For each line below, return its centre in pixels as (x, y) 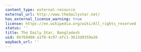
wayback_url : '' (22, 42)
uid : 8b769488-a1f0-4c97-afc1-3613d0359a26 (52, 38)
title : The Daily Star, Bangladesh (43, 33)
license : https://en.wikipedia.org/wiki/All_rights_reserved (71, 24)
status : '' (17, 28)
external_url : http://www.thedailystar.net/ (53, 14)
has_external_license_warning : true (44, 19)
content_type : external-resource (40, 10)
